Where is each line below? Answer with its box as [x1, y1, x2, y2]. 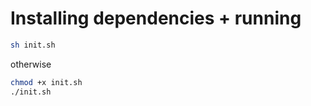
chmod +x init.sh [10, 77, 83, 87]
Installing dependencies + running [10, 7, 302, 30]
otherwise [10, 58, 52, 70]
